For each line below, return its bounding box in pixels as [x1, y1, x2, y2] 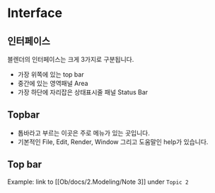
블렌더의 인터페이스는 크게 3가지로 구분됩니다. [7, 55, 134, 63]
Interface [7, 5, 62, 21]
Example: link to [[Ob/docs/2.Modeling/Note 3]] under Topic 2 [7, 177, 189, 186]
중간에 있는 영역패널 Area [17, 79, 88, 87]
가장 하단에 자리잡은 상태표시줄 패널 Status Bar [17, 88, 149, 96]
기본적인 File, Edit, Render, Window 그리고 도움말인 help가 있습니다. [17, 137, 209, 146]
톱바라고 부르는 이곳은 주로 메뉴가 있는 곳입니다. [17, 128, 150, 137]
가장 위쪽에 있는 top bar [17, 70, 84, 79]
